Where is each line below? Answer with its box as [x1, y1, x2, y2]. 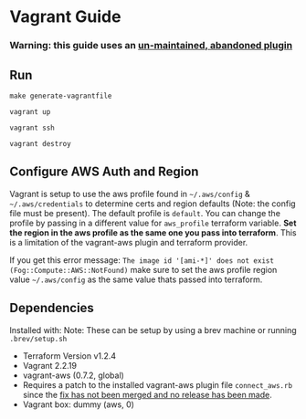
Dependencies [9, 300, 94, 316]
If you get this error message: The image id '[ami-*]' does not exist [9, 254, 274, 266]
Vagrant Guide [9, 6, 121, 27]
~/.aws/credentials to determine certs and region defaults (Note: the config [9, 198, 296, 209]
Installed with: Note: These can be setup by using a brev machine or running [9, 324, 297, 335]
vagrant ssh [9, 123, 55, 132]
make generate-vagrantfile [9, 91, 112, 100]
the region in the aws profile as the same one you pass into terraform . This [9, 226, 297, 238]
